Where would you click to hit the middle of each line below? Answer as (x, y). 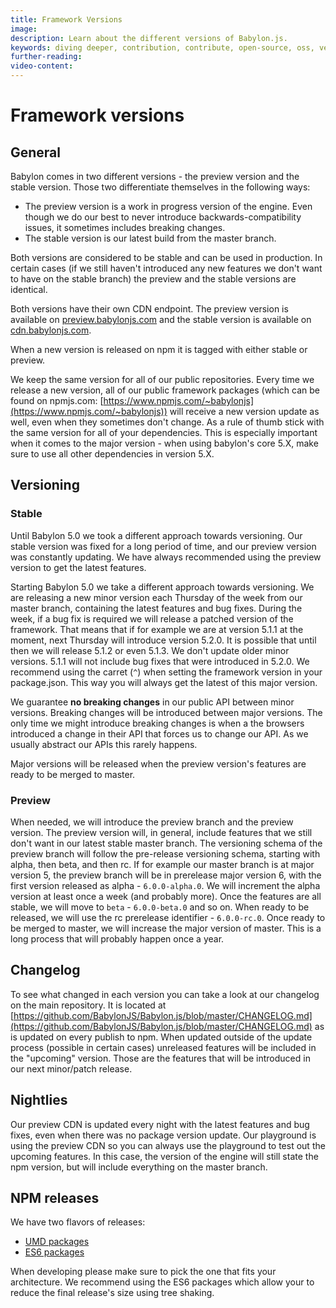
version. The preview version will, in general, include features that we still (161, 832)
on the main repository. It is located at (88, 1005)
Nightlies (39, 1100)
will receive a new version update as (244, 411)
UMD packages (57, 1242)
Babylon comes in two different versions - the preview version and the (155, 176)
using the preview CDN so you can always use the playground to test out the (168, 1145)
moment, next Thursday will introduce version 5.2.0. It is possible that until (163, 640)
